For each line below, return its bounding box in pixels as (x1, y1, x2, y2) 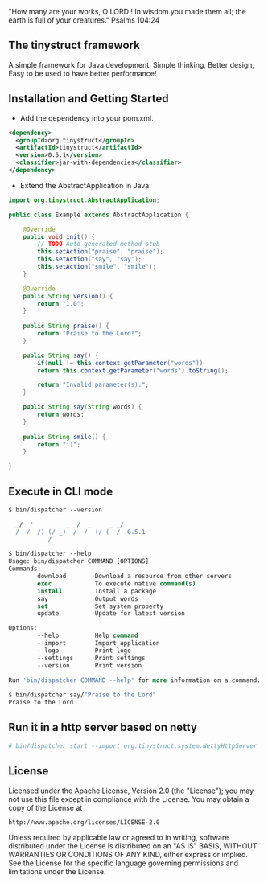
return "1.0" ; (37, 299, 85, 308)
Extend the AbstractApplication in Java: (19, 180, 151, 190)
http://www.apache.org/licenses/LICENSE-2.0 (8, 818, 160, 827)
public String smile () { (23, 433, 106, 441)
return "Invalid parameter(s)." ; (37, 381, 150, 389)
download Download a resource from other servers (37, 573, 232, 581)
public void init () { (23, 232, 95, 240)
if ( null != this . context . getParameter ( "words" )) (37, 359, 204, 367)
